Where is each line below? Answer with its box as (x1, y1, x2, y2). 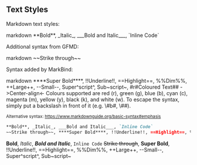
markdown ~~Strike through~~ (6, 54, 81, 61)
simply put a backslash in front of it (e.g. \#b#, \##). (6, 102, 131, 109)
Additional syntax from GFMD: (6, 43, 79, 50)
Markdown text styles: (6, 20, 60, 27)
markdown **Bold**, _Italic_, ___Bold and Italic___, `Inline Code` (6, 32, 159, 39)
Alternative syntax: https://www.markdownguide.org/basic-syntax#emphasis (6, 113, 161, 119)
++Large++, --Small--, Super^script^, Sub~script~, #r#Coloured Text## (6, 83, 179, 90)
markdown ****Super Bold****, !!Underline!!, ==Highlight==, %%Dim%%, (6, 77, 188, 84)
